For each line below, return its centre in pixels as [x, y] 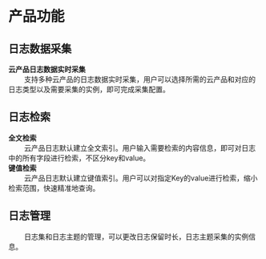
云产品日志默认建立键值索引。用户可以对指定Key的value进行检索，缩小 [141, 178]
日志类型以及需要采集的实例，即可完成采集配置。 [89, 89]
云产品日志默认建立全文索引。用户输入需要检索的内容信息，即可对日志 [140, 148]
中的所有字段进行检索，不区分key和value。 [79, 158]
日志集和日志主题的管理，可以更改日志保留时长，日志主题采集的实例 [136, 237]
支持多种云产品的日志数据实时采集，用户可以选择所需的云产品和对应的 [140, 79]
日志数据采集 [40, 49]
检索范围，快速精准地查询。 [54, 188]
